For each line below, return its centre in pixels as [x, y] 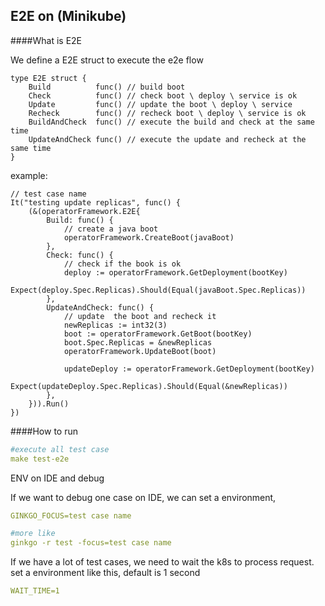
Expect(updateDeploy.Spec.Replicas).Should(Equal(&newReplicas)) [149, 386]
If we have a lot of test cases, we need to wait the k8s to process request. [162, 562]
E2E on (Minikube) [68, 16]
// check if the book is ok [122, 264]
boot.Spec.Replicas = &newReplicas [138, 342]
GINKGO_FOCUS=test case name [71, 515]
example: [29, 175]
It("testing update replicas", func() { [96, 202]
